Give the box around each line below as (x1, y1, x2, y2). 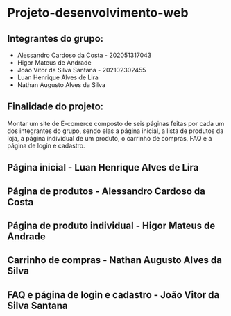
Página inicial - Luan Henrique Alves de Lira (7, 161, 199, 173)
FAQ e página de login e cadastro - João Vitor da (7, 289, 220, 301)
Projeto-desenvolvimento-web (7, 5, 189, 21)
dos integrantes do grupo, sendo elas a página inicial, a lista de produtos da (7, 127, 224, 135)
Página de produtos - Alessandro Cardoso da (7, 185, 206, 197)
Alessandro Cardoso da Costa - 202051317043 (17, 51, 152, 59)
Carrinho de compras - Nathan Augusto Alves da (7, 254, 223, 266)
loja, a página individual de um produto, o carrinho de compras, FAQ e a (7, 134, 212, 142)
